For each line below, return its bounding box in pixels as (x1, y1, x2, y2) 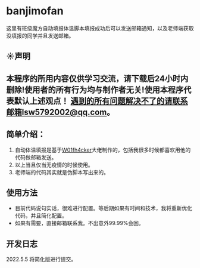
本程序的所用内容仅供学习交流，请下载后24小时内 (6, 73, 189, 84)
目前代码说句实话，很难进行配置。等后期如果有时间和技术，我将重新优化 (14, 205, 192, 212)
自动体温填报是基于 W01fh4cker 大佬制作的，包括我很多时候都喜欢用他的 (14, 146, 191, 153)
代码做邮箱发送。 (14, 153, 57, 161)
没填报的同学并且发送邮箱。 (6, 32, 74, 39)
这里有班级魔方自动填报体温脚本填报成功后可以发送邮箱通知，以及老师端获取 (6, 24, 194, 32)
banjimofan (6, 4, 64, 18)
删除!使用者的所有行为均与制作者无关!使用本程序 (6, 85, 184, 95)
